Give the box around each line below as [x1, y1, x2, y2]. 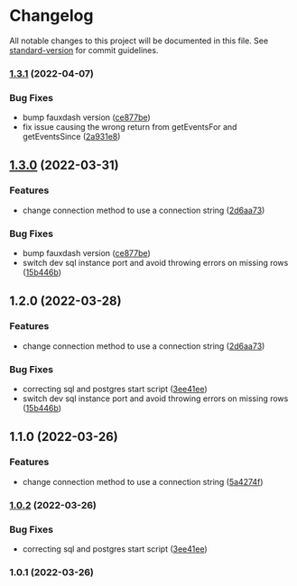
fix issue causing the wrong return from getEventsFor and [22, 122, 237, 133]
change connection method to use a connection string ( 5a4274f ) [22, 476, 264, 487]
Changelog [9, 5, 94, 26]
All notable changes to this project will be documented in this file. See [9, 35, 269, 46]
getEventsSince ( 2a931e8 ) [22, 132, 121, 142]
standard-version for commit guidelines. [9, 44, 159, 55]
